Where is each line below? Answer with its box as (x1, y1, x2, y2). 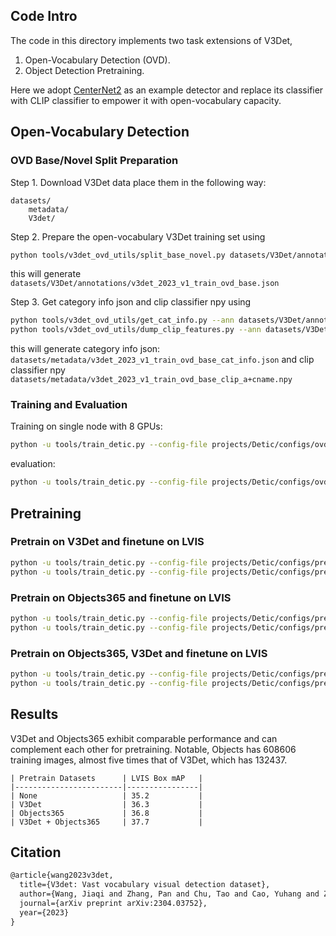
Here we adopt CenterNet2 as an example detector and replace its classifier (10, 84, 324, 96)
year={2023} (19, 907, 70, 918)
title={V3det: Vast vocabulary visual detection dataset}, (19, 880, 271, 890)
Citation (10, 844, 62, 861)
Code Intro (10, 8, 78, 25)
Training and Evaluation (10, 398, 128, 412)
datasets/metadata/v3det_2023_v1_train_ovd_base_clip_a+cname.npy (10, 375, 293, 385)
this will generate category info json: (10, 343, 161, 355)
